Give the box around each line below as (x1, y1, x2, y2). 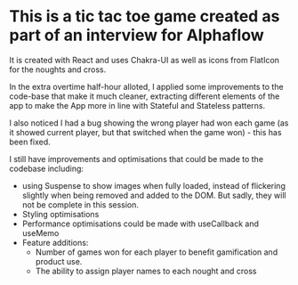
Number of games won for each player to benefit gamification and (35, 247, 278, 257)
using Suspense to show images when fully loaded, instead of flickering (21, 180, 286, 191)
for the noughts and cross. (9, 64, 107, 75)
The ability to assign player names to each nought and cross (35, 265, 257, 276)
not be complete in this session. (21, 199, 140, 210)
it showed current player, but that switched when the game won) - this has (9, 126, 282, 137)
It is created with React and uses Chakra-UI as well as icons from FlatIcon (9, 54, 280, 65)
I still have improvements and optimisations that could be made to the (9, 153, 264, 164)
